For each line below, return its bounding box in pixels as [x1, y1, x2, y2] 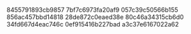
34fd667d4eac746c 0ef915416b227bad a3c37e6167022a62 [6, 20, 179, 28]
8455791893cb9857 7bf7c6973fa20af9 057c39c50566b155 [6, 6, 178, 14]
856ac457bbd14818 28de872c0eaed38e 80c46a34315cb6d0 [6, 13, 184, 21]
